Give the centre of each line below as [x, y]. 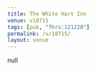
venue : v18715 [28, 21]
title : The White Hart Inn [47, 14]
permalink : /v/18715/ [39, 34]
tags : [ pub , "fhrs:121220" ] [49, 27]
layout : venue [28, 40]
